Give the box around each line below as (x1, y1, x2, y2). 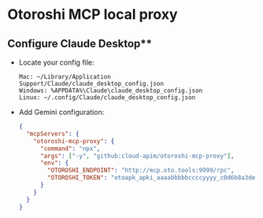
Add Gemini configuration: (18, 108, 105, 116)
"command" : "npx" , (39, 144, 101, 153)
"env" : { (39, 159, 69, 167)
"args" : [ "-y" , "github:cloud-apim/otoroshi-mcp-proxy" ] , (39, 152, 235, 160)
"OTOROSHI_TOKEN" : (47, 174, 108, 182)
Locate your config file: (18, 57, 95, 67)
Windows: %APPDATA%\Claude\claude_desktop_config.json (18, 87, 203, 94)
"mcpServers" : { (26, 130, 80, 138)
